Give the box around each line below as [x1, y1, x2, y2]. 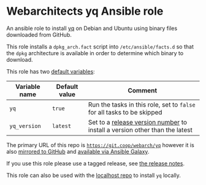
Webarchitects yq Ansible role [6, 4, 164, 18]
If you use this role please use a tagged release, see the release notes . [6, 159, 185, 167]
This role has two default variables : [6, 67, 95, 75]
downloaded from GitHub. [6, 31, 72, 38]
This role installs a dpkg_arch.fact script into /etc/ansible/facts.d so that [6, 43, 194, 50]
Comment [128, 86, 158, 94]
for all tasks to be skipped [88, 108, 162, 116]
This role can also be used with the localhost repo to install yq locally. [6, 172, 181, 179]
